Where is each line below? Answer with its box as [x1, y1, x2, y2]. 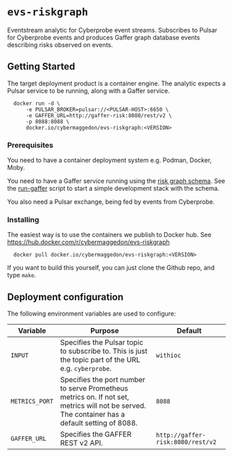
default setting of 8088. [60, 418, 138, 428]
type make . [7, 271, 37, 279]
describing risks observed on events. [7, 40, 113, 49]
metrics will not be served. [60, 401, 146, 411]
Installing [7, 214, 40, 224]
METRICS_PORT [10, 397, 54, 406]
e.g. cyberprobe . [60, 363, 112, 373]
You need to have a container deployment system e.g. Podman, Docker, [7, 156, 212, 164]
